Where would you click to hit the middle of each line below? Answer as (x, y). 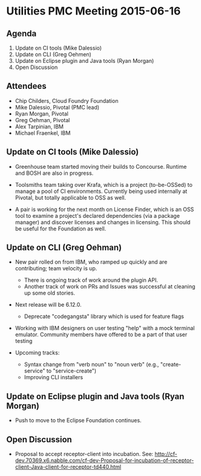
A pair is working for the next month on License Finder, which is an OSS (104, 209)
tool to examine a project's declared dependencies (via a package (97, 215)
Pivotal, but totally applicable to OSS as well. (70, 197)
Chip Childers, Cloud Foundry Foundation (67, 100)
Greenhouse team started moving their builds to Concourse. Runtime (101, 166)
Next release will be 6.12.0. (48, 305)
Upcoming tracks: (37, 353)
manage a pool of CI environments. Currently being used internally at (101, 191)
